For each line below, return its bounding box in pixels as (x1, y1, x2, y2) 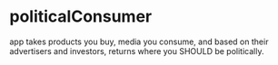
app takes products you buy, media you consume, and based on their (9, 36, 269, 47)
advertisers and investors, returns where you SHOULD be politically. (9, 45, 264, 56)
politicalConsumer (9, 6, 153, 27)
